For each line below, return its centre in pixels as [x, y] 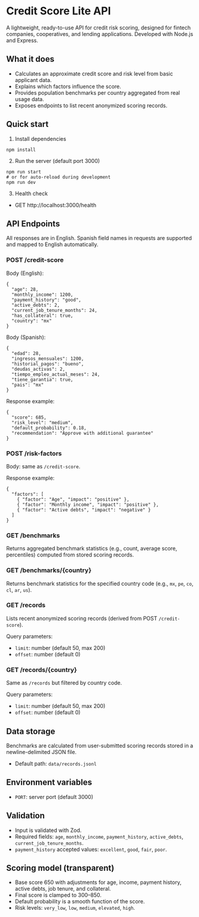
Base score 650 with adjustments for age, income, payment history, [98, 882]
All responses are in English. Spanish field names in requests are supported [99, 238]
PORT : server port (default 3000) [54, 797]
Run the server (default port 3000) [57, 161]
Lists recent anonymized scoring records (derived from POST [82, 618]
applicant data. [33, 80]
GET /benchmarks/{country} [49, 570]
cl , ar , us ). [19, 590]
